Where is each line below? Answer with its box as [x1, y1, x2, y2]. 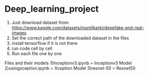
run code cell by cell [11, 45, 53, 51]
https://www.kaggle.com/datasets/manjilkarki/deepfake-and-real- [11, 24, 145, 30]
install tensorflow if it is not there [11, 40, 77, 46]
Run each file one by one [11, 50, 62, 57]
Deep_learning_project [4, 3, 99, 15]
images [11, 30, 27, 36]
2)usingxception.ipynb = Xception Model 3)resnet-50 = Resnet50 [4, 65, 136, 71]
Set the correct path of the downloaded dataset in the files [11, 35, 130, 41]
